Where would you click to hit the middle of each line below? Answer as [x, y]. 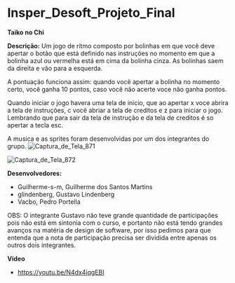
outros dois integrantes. [41, 245]
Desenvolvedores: [34, 173]
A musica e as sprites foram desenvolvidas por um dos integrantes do [108, 139]
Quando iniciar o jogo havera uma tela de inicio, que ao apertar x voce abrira [118, 102]
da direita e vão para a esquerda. [55, 68]
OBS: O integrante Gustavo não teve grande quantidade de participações [113, 215]
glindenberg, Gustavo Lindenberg [66, 194]
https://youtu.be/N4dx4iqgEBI [61, 272]
